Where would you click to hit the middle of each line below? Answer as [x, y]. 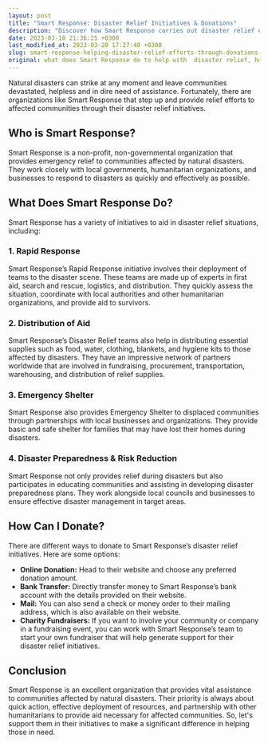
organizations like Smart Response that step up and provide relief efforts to [132, 100]
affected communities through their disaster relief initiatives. [107, 108]
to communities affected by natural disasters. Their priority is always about [131, 698]
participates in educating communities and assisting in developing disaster [131, 484]
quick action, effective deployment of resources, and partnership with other [132, 707]
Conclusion [37, 670]
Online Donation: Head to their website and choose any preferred [128, 569]
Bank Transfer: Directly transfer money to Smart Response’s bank [128, 586]
